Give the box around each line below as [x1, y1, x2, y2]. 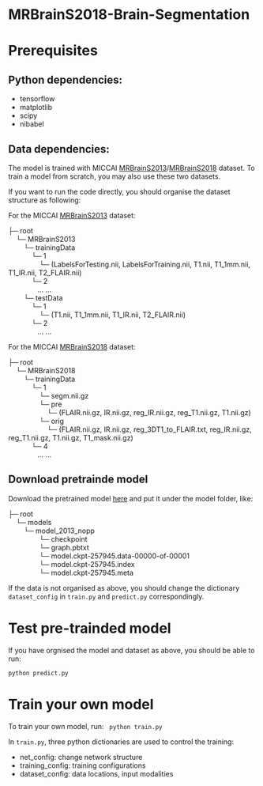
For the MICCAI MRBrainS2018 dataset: [8, 342, 136, 351]
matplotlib [19, 103, 53, 112]
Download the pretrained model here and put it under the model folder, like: [8, 493, 254, 503]
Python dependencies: [8, 73, 123, 86]
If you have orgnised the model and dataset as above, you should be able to [8, 645, 255, 655]
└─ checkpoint [39, 534, 88, 543]
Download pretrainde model [8, 473, 148, 486]
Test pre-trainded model [8, 619, 171, 637]
